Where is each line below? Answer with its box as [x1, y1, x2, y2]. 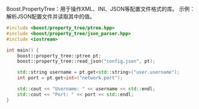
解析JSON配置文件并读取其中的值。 [6, 13, 96, 20]
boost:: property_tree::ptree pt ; [17, 53, 102, 59]
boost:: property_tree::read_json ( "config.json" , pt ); [17, 58, 155, 65]
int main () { [6, 47, 39, 53]
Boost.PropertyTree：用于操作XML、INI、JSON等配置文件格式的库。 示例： [6, 5, 195, 12]
